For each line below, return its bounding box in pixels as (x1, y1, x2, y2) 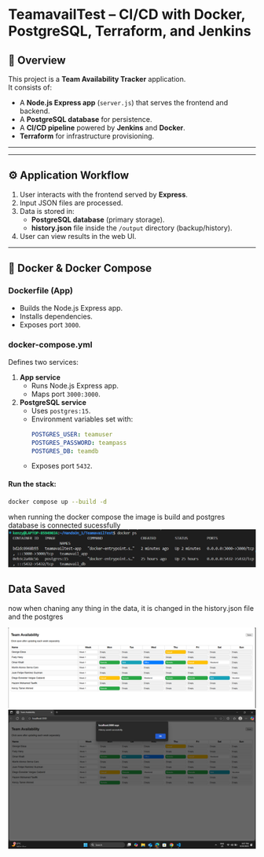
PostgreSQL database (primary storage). (31, 215, 165, 224)
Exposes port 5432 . (31, 462, 93, 471)
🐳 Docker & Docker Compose (8, 262, 152, 275)
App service (19, 372, 61, 382)
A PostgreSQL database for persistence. (19, 115, 152, 123)
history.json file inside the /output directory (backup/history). (31, 223, 233, 233)
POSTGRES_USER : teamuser (31, 430, 113, 438)
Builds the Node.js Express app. (19, 303, 123, 312)
